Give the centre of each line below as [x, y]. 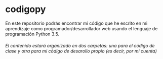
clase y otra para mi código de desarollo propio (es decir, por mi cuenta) [81, 51]
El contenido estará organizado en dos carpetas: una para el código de [80, 45]
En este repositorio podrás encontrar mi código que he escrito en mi [76, 23]
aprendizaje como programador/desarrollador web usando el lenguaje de [81, 28]
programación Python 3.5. [32, 34]
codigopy [26, 9]
